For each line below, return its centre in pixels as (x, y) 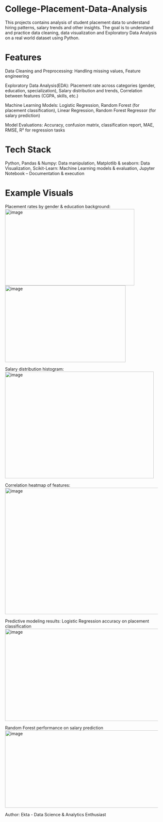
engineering (17, 76)
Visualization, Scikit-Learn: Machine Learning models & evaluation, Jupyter (80, 168)
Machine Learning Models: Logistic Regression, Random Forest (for (72, 105)
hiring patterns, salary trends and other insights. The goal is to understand (79, 27)
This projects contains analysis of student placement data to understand (77, 22)
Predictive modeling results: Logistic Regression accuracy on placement (77, 621)
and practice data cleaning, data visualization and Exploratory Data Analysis (81, 33)
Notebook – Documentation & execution (45, 173)
